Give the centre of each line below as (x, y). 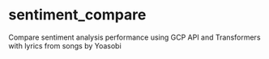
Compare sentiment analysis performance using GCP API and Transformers (134, 37)
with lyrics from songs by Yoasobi (65, 45)
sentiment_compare (77, 15)
